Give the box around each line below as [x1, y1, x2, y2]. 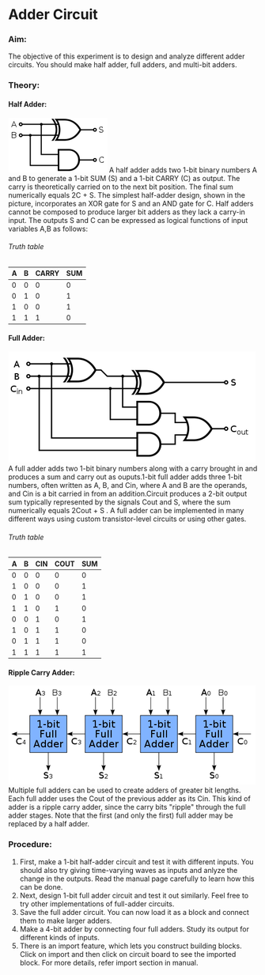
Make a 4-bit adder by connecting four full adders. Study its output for [19, 924, 250, 934]
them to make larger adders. [19, 916, 112, 925]
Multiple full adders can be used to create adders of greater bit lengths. [8, 785, 241, 795]
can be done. [19, 882, 63, 891]
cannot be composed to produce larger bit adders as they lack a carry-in [8, 207, 245, 217]
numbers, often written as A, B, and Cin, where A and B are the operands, [8, 481, 248, 490]
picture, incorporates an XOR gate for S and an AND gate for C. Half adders [8, 198, 254, 208]
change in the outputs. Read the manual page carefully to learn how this [19, 874, 255, 883]
